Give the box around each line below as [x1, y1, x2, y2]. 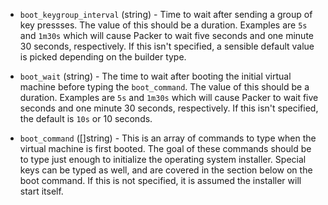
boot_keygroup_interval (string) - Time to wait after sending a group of [19, 9, 313, 20]
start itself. [19, 185, 64, 197]
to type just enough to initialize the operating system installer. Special [19, 154, 307, 165]
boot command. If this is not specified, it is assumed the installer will [19, 175, 302, 186]
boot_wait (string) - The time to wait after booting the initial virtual [19, 70, 292, 82]
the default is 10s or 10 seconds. [19, 113, 153, 124]
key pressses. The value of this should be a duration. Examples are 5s [19, 19, 308, 31]
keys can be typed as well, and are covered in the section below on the [19, 164, 313, 176]
